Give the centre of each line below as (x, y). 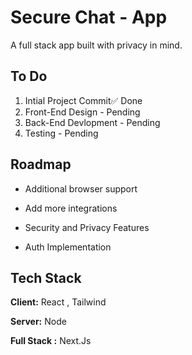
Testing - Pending (61, 133)
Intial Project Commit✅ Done (83, 100)
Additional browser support (81, 188)
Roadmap (41, 164)
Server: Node (38, 322)
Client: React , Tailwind (58, 302)
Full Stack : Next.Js (51, 341)
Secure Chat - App (89, 17)
